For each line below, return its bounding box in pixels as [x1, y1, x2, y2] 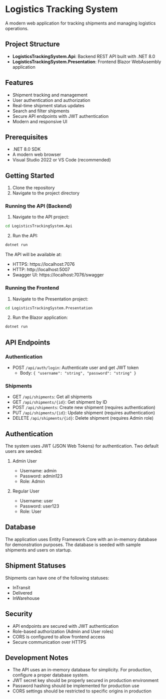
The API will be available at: [5, 252, 62, 258]
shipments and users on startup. [5, 547, 72, 553]
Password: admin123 [19, 473, 63, 479]
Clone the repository [12, 185, 55, 191]
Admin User [12, 458, 37, 464]
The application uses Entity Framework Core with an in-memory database [5, 536, 157, 542]
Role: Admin [19, 478, 45, 484]
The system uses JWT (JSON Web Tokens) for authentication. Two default [5, 443, 159, 449]
